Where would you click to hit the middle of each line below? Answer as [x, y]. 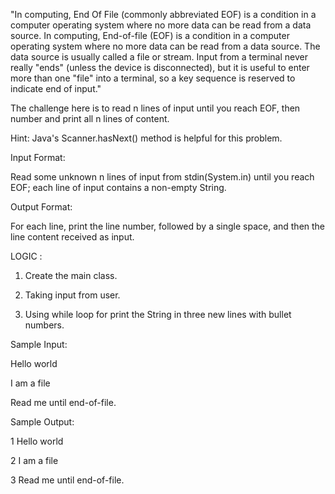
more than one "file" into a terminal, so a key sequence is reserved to [153, 78]
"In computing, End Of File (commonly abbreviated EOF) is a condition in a [163, 14]
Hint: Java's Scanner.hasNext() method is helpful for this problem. [146, 138]
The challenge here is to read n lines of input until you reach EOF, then [155, 108]
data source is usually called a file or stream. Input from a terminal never [159, 57]
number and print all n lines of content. [90, 118]
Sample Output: [42, 422]
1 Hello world [37, 441]
